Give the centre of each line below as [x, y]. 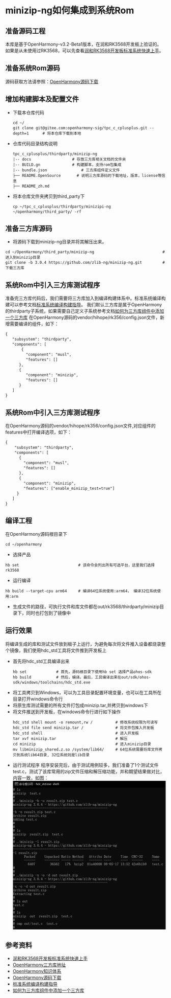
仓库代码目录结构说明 [35, 143]
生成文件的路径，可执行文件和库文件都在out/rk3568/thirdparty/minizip [86, 606]
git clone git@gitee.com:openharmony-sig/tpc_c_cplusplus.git [80, 128]
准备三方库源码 [29, 229]
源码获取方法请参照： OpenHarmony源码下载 [52, 81]
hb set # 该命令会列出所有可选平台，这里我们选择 [80, 565]
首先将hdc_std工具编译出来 [41, 661]
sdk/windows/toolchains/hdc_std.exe [51, 682]
